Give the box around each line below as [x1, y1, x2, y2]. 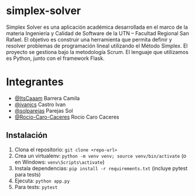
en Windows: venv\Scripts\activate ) [14, 158, 105, 165]
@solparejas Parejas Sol [14, 107, 73, 114]
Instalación [6, 130, 48, 140]
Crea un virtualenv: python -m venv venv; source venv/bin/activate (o [14, 152, 187, 159]
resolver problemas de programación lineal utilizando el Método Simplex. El [6, 42, 188, 49]
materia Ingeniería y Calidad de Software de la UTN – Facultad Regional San [6, 29, 189, 36]
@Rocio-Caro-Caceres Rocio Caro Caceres [14, 113, 119, 120]
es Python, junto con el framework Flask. [6, 55, 105, 62]
